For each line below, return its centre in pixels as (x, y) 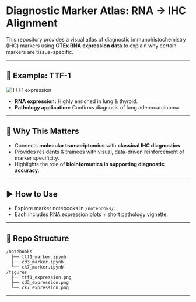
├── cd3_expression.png (40, 283)
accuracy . (27, 170)
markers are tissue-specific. (40, 52)
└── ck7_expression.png (40, 288)
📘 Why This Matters (43, 131)
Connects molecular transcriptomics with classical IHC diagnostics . (98, 145)
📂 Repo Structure (38, 238)
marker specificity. (37, 158)
